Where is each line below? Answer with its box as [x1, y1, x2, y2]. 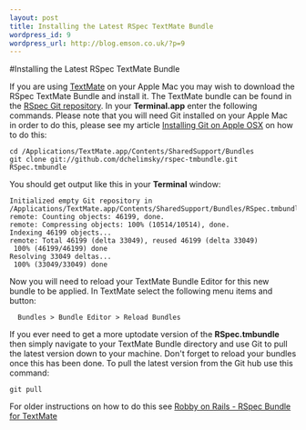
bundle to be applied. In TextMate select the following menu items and [9, 285, 273, 296]
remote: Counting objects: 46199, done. [9, 213, 166, 222]
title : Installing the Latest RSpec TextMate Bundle [9, 22, 214, 31]
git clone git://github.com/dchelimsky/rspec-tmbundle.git [9, 155, 239, 165]
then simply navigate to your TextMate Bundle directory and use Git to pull [9, 338, 289, 350]
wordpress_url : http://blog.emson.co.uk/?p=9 [9, 38, 185, 48]
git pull [9, 385, 43, 395]
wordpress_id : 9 [9, 30, 71, 39]
